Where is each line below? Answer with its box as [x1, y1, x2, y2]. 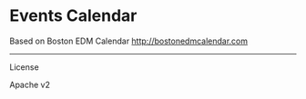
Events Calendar [9, 5, 138, 26]
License [9, 61, 39, 73]
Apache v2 [9, 79, 51, 90]
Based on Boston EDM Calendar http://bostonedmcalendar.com [9, 35, 249, 46]
